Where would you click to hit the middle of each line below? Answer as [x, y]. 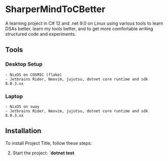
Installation [23, 131]
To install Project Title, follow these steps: [49, 143]
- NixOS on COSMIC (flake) [34, 75]
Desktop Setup [24, 64]
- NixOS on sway [22, 106]
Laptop [14, 96]
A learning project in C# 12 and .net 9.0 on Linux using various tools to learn [84, 23]
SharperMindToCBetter [55, 9]
